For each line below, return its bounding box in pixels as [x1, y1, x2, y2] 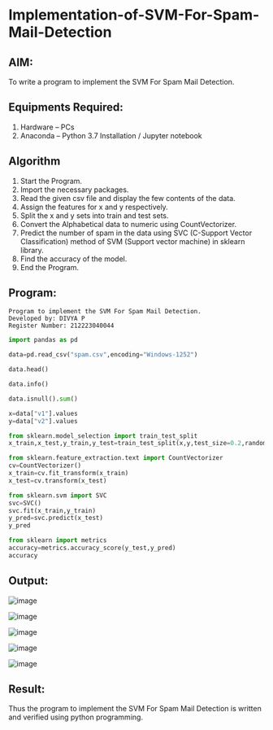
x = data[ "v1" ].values [8, 409, 79, 417]
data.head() [8, 365, 49, 374]
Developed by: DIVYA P [8, 315, 85, 323]
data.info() [8, 380, 49, 388]
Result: [8, 682, 45, 697]
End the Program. [19, 262, 80, 272]
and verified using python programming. [8, 712, 144, 722]
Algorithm [8, 155, 61, 168]
